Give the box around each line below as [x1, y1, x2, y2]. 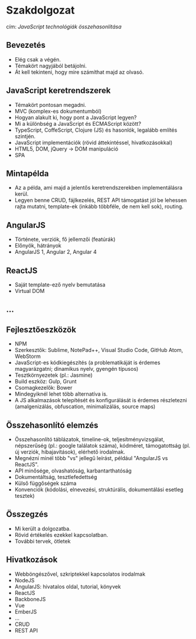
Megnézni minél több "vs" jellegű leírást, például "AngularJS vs [14, 455, 168, 462]
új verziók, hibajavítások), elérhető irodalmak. [14, 448, 126, 455]
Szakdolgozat [6, 4, 75, 17]
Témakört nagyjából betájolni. [14, 62, 87, 69]
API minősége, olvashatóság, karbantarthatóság [14, 467, 132, 474]
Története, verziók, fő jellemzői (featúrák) [14, 236, 116, 243]
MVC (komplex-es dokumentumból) [14, 107, 102, 115]
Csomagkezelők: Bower [14, 384, 73, 392]
